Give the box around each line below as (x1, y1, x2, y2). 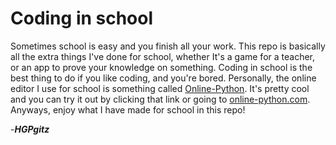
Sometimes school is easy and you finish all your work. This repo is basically (10, 40, 326, 52)
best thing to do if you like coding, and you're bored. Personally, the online (10, 72, 317, 84)
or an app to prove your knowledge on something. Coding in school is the (10, 61, 313, 73)
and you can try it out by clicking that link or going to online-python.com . (10, 93, 311, 105)
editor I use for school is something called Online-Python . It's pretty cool (10, 82, 310, 94)
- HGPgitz (10, 123, 50, 135)
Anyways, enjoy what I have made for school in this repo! (10, 103, 246, 116)
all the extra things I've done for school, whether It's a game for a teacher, (10, 50, 316, 62)
